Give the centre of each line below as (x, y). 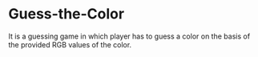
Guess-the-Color (67, 14)
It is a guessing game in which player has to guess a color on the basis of (129, 36)
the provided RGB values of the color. (70, 44)
